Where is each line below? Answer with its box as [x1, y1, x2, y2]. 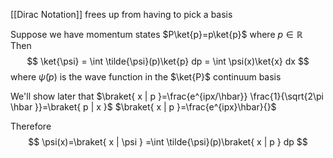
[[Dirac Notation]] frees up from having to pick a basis [10, 9, 233, 20]
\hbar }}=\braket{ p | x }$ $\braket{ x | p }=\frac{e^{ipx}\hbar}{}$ [10, 101, 277, 113]
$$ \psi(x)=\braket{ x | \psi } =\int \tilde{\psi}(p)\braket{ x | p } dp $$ [28, 136, 308, 148]
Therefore [10, 120, 52, 132]
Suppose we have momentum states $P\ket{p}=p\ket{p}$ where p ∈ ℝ [10, 29, 303, 40]
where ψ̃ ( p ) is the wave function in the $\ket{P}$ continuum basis [10, 71, 282, 83]
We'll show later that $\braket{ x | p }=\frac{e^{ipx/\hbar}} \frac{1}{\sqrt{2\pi [10, 90, 324, 102]
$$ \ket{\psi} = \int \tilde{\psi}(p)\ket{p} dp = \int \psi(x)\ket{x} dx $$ [26, 55, 310, 67]
